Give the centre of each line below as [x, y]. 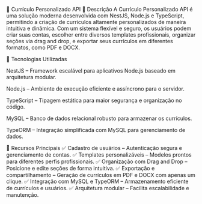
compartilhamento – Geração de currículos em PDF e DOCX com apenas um [101, 175]
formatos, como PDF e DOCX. [43, 47]
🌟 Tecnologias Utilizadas [37, 59]
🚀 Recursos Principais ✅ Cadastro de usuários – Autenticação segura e [94, 148]
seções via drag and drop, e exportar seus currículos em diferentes [90, 41]
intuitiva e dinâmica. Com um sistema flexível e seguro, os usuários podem [99, 28]
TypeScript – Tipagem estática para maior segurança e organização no [94, 100]
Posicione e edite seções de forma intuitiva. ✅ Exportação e [81, 168]
